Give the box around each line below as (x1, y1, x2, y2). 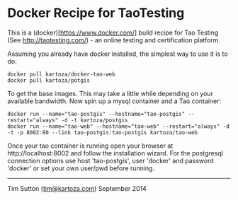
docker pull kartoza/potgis (7, 76, 91, 84)
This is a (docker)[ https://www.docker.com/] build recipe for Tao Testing (7, 28, 219, 37)
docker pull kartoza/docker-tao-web (7, 71, 115, 78)
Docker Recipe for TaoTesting (7, 5, 185, 21)
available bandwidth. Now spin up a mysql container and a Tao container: (7, 97, 222, 105)
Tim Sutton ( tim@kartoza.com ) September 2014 (7, 184, 147, 192)
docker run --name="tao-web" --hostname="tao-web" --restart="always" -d (7, 122, 230, 130)
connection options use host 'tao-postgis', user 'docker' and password (7, 156, 214, 165)
